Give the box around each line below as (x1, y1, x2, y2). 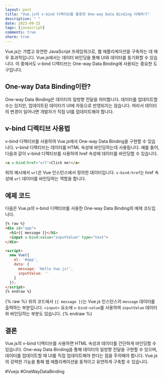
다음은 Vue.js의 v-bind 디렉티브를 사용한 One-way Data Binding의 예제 (5, 205, 143, 211)
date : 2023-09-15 (5, 21, 41, 26)
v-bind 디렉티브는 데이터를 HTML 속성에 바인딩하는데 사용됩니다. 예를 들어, (15, 144, 160, 150)
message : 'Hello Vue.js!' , (18, 267, 73, 271)
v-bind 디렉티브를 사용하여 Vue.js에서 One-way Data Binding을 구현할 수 (5, 138, 147, 144)
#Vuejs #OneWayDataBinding (5, 369, 65, 375)
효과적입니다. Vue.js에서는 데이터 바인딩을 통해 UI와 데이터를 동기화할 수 (10, 54, 149, 60)
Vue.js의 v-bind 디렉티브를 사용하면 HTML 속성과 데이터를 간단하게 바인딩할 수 (5, 340, 157, 346)
